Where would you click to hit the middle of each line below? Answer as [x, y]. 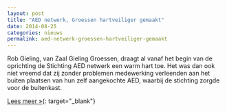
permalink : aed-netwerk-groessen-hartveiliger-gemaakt [87, 39]
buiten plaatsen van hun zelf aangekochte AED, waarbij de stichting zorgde [113, 80]
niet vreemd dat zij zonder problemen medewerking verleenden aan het [109, 74]
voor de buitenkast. [34, 88]
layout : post [26, 13]
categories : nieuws [35, 33]
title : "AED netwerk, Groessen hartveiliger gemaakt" [86, 20]
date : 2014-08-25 [32, 26]
